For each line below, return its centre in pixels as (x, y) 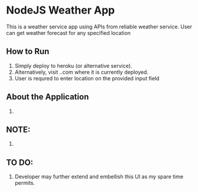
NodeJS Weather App (61, 10)
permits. (25, 183)
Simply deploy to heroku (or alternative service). (73, 66)
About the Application (48, 97)
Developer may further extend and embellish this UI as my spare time (99, 177)
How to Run (28, 52)
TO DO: (20, 162)
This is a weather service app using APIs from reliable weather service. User (99, 27)
